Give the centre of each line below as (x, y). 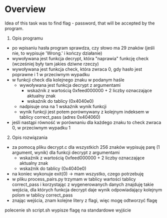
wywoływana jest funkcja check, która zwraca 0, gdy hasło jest (77, 69)
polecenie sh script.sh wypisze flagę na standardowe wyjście (68, 210)
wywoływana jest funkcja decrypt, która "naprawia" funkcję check (80, 58)
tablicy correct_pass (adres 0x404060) (60, 117)
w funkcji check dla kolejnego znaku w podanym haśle (68, 80)
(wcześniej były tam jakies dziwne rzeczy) (55, 64)
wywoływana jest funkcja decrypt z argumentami (70, 85)
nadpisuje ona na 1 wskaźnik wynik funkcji (63, 106)
